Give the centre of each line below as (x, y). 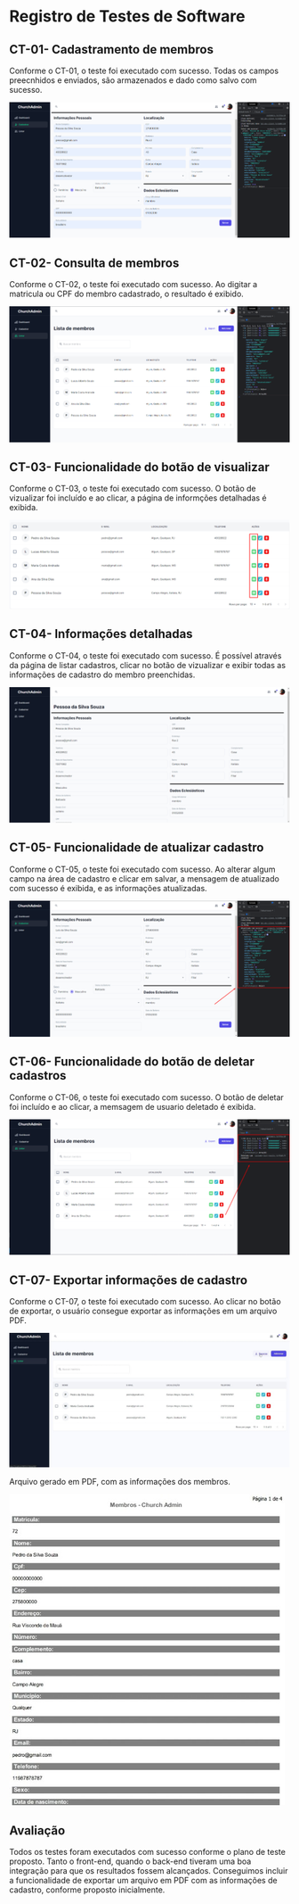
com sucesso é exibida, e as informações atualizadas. (108, 888)
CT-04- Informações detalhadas (101, 634)
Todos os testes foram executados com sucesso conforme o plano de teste (148, 1851)
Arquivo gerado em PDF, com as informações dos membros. (120, 1482)
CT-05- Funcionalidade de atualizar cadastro (137, 848)
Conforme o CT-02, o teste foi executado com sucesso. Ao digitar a (133, 285)
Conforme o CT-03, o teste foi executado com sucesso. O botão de (133, 489)
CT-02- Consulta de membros (94, 263)
